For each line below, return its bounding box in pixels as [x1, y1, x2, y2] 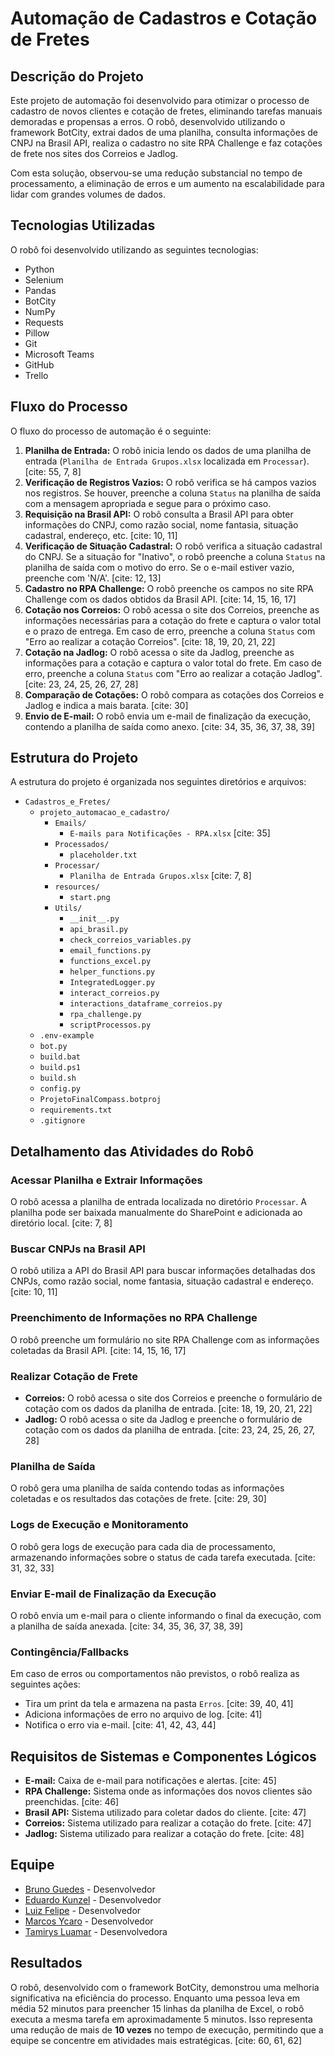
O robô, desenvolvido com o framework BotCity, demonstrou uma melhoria [10, 1981, 320, 1993]
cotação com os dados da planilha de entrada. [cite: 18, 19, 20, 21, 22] [24, 1403, 313, 1415]
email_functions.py [69, 946, 152, 956]
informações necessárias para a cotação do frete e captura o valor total [24, 614, 322, 626]
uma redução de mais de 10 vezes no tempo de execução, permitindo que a [10, 2023, 324, 2036]
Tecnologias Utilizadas [10, 217, 156, 234]
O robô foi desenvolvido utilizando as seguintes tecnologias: [10, 243, 259, 256]
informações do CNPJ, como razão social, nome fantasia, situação [24, 518, 299, 531]
